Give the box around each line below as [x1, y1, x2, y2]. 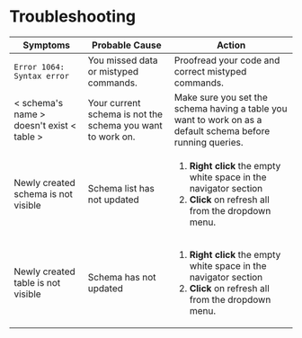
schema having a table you [173, 102, 288, 114]
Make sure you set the [173, 91, 268, 103]
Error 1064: [13, 61, 66, 72]
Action [217, 39, 246, 51]
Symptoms [22, 39, 70, 51]
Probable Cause [91, 39, 162, 51]
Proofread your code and [173, 54, 280, 67]
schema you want [87, 119, 164, 131]
